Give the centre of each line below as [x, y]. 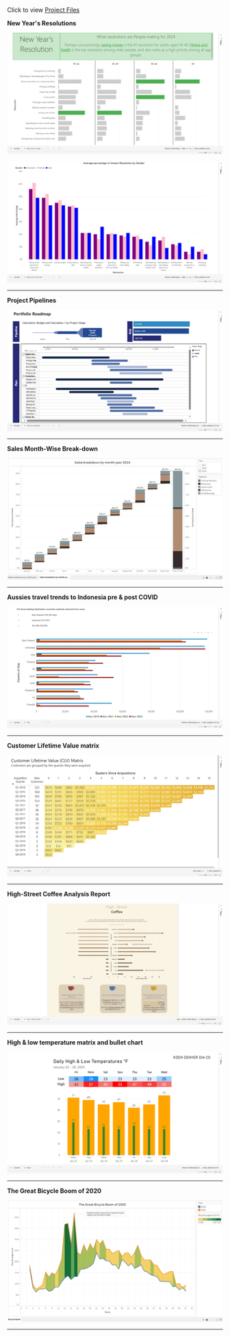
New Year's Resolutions [42, 23]
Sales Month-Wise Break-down [52, 449]
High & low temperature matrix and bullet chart [75, 1042]
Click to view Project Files [43, 10]
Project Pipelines [32, 300]
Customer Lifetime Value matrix [53, 745]
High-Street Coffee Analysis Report [59, 894]
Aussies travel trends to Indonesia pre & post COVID [83, 597]
